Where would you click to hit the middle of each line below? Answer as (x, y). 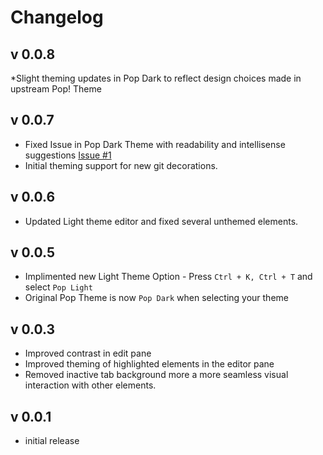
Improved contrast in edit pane (88, 353)
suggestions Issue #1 (68, 155)
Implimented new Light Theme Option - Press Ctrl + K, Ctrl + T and (168, 277)
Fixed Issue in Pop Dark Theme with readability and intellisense (155, 144)
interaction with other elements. (90, 385)
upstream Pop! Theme (56, 89)
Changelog (57, 17)
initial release (52, 441)
